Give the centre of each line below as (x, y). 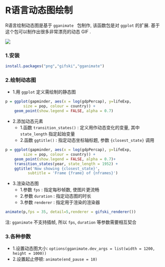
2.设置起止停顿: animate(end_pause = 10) (55, 259)
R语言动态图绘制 (39, 10)
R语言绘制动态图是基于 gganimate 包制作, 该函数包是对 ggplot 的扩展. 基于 (82, 25)
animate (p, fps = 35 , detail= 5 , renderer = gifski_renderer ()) (71, 212)
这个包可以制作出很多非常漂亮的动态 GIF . (48, 31)
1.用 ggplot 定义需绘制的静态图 (44, 92)
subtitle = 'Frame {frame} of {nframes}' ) (73, 173)
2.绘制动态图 (21, 80)
